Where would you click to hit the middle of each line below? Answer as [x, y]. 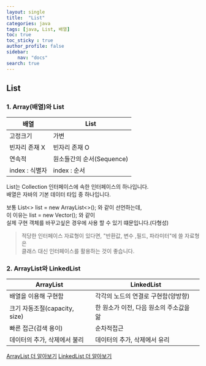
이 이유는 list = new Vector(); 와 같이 [51, 215]
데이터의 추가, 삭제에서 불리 [47, 340]
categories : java [29, 23]
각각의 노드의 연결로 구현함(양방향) [142, 296]
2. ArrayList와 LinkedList [44, 269]
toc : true [19, 35]
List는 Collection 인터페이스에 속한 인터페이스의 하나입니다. [78, 187]
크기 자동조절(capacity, [42, 308]
